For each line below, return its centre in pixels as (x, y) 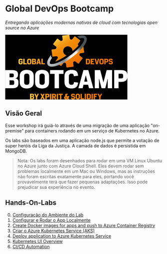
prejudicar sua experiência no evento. (56, 187)
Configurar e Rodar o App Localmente (51, 220)
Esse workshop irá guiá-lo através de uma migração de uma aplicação (78, 126)
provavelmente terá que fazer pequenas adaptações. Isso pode (83, 182)
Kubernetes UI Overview (38, 241)
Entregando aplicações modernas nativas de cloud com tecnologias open (82, 22)
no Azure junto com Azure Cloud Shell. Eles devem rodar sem (81, 166)
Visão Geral (24, 113)
